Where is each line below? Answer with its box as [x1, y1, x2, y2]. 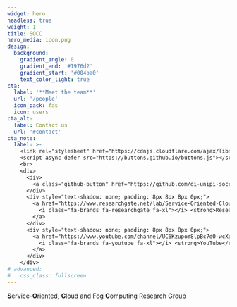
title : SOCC [7, 30, 42, 37]
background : [13, 50, 49, 57]
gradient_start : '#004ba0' [20, 69, 99, 76]
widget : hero [7, 10, 46, 18]
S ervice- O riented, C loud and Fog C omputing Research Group [7, 292, 187, 300]
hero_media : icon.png [7, 37, 71, 44]
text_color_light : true [20, 75, 90, 83]
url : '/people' [13, 96, 59, 103]
